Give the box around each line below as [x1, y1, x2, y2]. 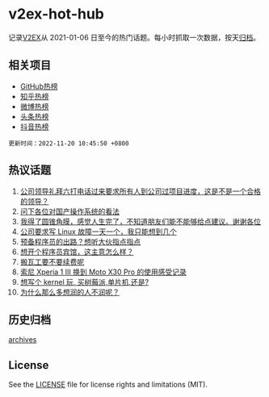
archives [8, 335, 37, 345]
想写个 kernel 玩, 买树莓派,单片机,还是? [19, 277, 149, 286]
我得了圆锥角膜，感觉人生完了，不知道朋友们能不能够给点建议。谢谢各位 [19, 216, 261, 226]
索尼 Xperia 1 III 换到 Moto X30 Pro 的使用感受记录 [19, 267, 187, 277]
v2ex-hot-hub [8, 5, 105, 23]
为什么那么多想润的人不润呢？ [19, 287, 120, 297]
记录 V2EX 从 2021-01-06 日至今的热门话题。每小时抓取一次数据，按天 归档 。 [8, 32, 261, 42]
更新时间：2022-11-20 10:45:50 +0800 [8, 139, 129, 148]
